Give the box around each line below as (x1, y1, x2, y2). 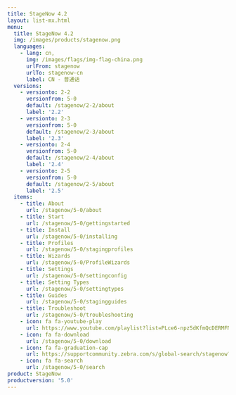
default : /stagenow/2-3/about (25, 128, 114, 135)
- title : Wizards (20, 253, 71, 260)
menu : (7, 23, 23, 30)
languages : (13, 43, 46, 50)
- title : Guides (20, 291, 68, 299)
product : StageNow (7, 370, 61, 377)
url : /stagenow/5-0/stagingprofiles (25, 246, 133, 253)
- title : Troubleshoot (20, 305, 86, 312)
